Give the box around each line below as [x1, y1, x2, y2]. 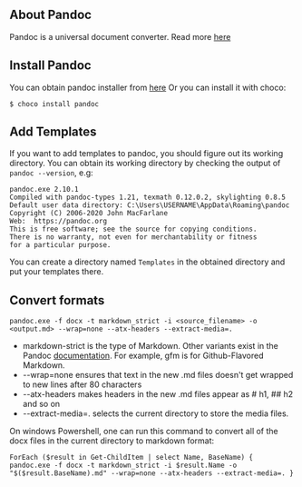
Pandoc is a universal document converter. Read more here [9, 31, 231, 42]
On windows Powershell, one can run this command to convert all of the [9, 426, 278, 437]
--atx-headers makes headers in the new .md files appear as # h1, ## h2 [22, 389, 294, 400]
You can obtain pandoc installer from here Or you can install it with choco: [9, 82, 287, 93]
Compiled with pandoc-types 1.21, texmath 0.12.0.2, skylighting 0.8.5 [9, 193, 286, 203]
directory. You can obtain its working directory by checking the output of [9, 158, 281, 169]
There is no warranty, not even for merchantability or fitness [9, 233, 258, 242]
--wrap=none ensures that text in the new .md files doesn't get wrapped [22, 370, 294, 381]
